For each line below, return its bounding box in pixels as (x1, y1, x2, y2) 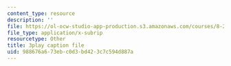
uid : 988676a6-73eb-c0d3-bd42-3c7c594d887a (7, 49, 134, 56)
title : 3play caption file (7, 42, 85, 49)
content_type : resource (7, 10, 76, 17)
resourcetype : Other (7, 36, 67, 43)
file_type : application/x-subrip (7, 29, 103, 36)
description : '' (7, 16, 54, 23)
